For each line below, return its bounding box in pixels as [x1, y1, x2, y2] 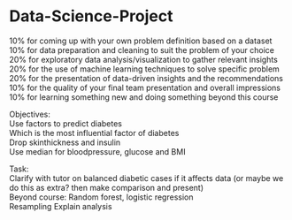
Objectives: [9, 109, 50, 119]
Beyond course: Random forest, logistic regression [9, 192, 194, 202]
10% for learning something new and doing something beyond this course [9, 91, 279, 102]
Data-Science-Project [9, 6, 174, 27]
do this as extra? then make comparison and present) [9, 182, 204, 193]
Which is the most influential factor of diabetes [9, 127, 180, 138]
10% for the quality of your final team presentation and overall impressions [9, 82, 281, 93]
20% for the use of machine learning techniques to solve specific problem [9, 64, 280, 74]
